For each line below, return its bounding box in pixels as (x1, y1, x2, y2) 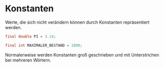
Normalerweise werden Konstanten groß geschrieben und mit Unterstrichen (5, 52, 159, 58)
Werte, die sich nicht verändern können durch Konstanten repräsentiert (5, 19, 150, 25)
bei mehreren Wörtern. (5, 57, 51, 63)
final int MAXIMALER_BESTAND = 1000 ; (5, 43, 83, 48)
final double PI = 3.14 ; (5, 34, 56, 39)
